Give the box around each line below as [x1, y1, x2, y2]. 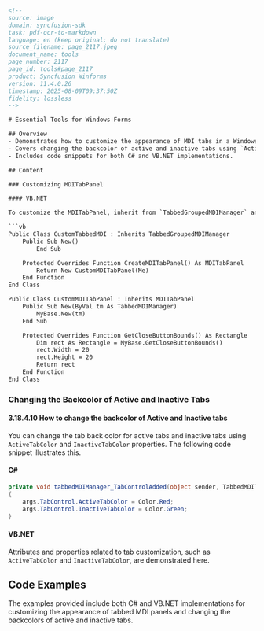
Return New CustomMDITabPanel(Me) [36, 267, 149, 275]
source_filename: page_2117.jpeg [8, 43, 118, 51]
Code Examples [8, 578, 86, 592]
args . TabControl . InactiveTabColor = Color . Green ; [22, 505, 189, 513]
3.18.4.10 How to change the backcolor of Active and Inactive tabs [8, 413, 228, 423]
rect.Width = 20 [36, 346, 90, 354]
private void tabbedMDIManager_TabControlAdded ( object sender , [8, 483, 220, 491]
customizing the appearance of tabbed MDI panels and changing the [8, 607, 231, 617]
